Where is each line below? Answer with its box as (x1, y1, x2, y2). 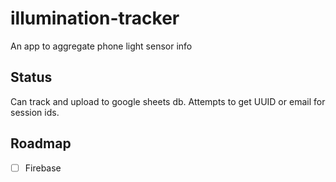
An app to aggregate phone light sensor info (10, 40, 193, 52)
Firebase (24, 162, 62, 174)
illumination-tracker (10, 7, 180, 30)
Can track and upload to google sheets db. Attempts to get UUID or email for (10, 95, 326, 107)
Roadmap (10, 135, 72, 152)
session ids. (10, 106, 60, 118)
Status (10, 69, 53, 86)
